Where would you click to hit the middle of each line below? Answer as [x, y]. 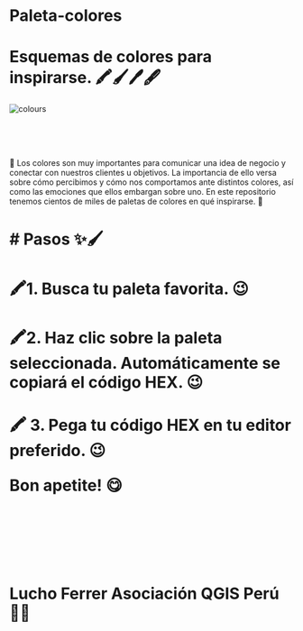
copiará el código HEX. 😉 [106, 382]
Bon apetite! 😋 [66, 485]
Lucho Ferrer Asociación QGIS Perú [144, 594]
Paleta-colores [66, 16]
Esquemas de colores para [111, 57]
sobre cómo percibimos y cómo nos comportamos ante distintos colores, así [151, 182]
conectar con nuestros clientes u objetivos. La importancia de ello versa [143, 173]
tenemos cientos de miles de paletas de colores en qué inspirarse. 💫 [136, 201]
